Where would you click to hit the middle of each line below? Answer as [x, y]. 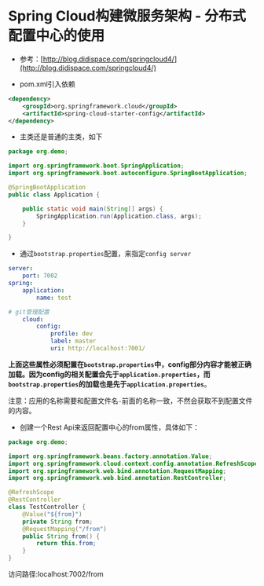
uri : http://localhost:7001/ [98, 349]
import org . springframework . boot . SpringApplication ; [96, 166]
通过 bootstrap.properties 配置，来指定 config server [105, 254]
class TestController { [47, 507]
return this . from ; [66, 544]
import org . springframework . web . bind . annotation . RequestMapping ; [117, 471]
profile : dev [71, 334]
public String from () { [61, 536]
